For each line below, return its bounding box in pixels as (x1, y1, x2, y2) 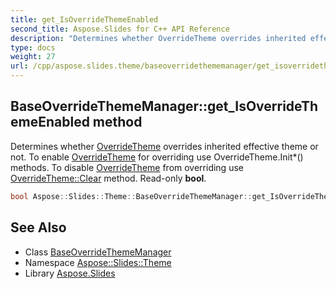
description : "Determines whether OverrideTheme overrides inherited (10, 33, 307, 43)
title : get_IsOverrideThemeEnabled (10, 14, 159, 25)
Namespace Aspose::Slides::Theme (24, 256, 172, 268)
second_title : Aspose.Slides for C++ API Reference (10, 24, 230, 34)
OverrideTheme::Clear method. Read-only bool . (10, 172, 207, 184)
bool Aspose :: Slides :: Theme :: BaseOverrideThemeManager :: (10, 191, 253, 201)
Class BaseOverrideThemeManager (24, 246, 172, 258)
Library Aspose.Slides (24, 267, 116, 279)
